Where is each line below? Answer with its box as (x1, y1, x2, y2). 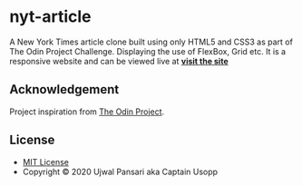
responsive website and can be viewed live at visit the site (9, 55, 229, 66)
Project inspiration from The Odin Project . (9, 106, 165, 117)
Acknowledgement (9, 82, 120, 97)
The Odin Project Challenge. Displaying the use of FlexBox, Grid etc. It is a (9, 45, 287, 56)
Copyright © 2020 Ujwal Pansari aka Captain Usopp (22, 166, 219, 177)
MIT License (22, 156, 70, 167)
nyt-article (9, 6, 92, 27)
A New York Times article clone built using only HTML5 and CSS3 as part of (9, 36, 293, 47)
